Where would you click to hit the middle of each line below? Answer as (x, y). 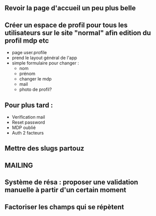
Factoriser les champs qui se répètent (64, 207)
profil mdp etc (27, 40)
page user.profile (29, 53)
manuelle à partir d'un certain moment (66, 190)
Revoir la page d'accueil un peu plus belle (70, 8)
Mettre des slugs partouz (44, 148)
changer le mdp (35, 79)
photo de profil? (36, 89)
